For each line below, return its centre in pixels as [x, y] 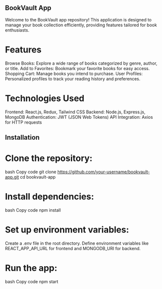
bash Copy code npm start [32, 281]
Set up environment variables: [67, 230]
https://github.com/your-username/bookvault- [104, 172]
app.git [12, 177]
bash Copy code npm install [33, 210]
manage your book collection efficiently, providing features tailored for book [81, 25]
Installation [22, 137]
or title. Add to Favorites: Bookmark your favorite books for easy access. [77, 68]
